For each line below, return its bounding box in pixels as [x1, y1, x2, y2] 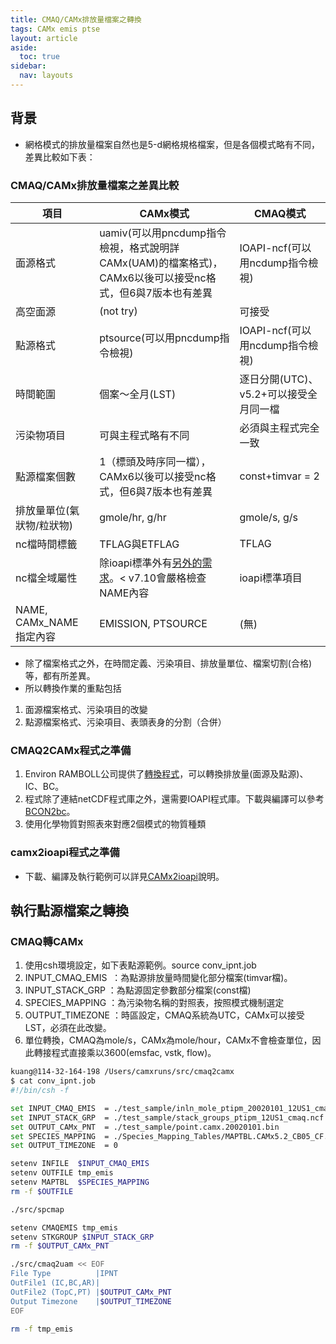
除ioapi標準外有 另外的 [99, 556, 203, 570]
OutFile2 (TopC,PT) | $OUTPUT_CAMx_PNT [10, 1287, 172, 1297]
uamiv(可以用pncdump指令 [99, 226, 227, 240]
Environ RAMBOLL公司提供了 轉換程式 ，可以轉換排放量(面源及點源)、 [24, 768, 309, 780]
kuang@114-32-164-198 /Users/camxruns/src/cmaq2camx [10, 1067, 235, 1077]
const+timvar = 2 [239, 469, 320, 483]
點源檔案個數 [15, 469, 77, 483]
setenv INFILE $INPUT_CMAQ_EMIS [10, 1159, 150, 1169]
